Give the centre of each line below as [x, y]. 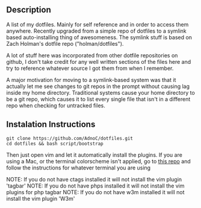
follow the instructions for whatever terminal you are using [79, 168]
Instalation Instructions [51, 124]
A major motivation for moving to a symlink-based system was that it [91, 80]
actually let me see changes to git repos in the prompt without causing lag [98, 86]
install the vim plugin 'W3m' [41, 198]
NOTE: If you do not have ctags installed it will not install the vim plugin [94, 179]
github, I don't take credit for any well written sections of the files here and [99, 61]
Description [29, 10]
